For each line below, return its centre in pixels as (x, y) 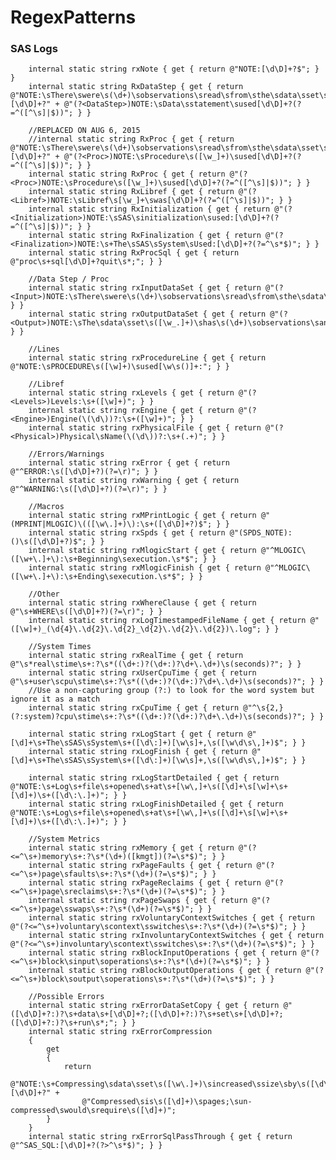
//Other (44, 594)
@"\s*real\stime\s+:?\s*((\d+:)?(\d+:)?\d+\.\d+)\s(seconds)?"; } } (156, 664)
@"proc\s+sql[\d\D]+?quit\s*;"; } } (86, 262)
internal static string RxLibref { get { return (131, 192)
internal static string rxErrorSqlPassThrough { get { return (160, 1137)
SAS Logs (34, 49)
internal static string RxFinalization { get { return (145, 236)
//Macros (46, 507)
